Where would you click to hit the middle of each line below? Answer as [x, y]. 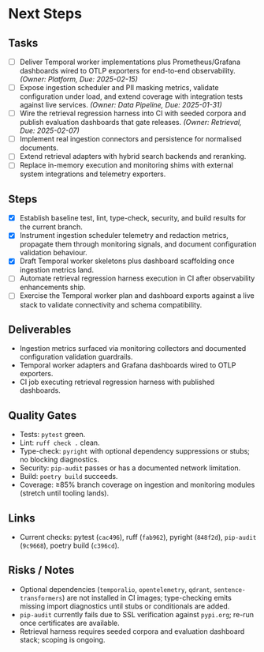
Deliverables [40, 329]
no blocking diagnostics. [59, 460]
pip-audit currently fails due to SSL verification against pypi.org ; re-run [137, 614]
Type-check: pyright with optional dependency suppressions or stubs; [135, 451]
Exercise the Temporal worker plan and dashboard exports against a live [137, 296]
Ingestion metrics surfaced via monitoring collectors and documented [133, 349]
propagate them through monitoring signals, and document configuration [138, 244]
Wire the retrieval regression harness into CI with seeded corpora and [133, 113]
